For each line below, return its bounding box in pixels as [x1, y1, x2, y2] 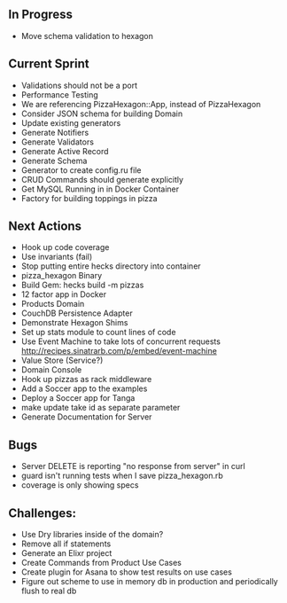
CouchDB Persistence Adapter [20, 308, 134, 318]
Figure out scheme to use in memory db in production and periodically [20, 576, 278, 587]
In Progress [8, 7, 73, 22]
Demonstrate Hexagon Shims [20, 317, 128, 328]
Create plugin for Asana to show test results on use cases [20, 567, 232, 577]
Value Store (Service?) [20, 355, 104, 366]
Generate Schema [20, 155, 88, 166]
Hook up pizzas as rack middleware [20, 374, 152, 385]
